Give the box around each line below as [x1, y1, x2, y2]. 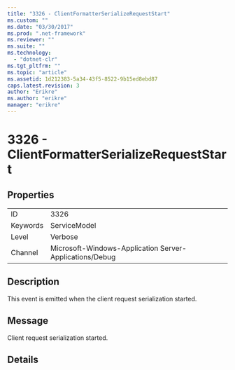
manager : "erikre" [7, 102, 61, 109]
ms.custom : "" [7, 17, 49, 24]
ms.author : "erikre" [7, 95, 68, 102]
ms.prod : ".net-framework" [7, 29, 86, 37]
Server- [159, 243, 187, 253]
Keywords [10, 220, 44, 230]
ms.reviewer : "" [7, 36, 55, 43]
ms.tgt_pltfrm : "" [7, 62, 61, 69]
